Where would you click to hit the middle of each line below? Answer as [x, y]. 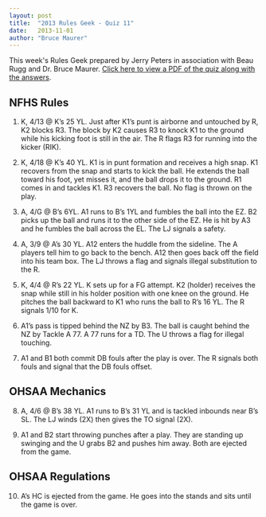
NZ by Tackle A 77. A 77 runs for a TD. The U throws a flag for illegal [132, 335]
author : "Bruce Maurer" [49, 38]
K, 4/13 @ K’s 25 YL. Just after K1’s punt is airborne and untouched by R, [139, 122]
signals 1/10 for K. [49, 311]
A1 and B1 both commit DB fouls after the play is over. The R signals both [139, 358]
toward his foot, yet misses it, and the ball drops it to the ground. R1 [131, 179]
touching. [36, 343]
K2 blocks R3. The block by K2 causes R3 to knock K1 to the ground [132, 130]
